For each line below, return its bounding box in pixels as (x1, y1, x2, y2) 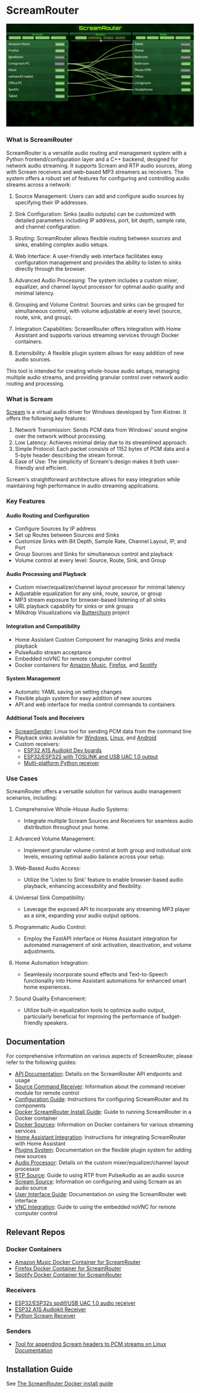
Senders (6, 1327, 32, 1336)
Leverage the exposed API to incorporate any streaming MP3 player (23, 906, 190, 913)
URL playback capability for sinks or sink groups (14, 603, 134, 610)
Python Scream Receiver (14, 1312, 76, 1320)
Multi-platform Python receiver (23, 760, 99, 767)
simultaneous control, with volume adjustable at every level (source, (14, 307, 182, 314)
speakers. (43, 1019, 68, 1026)
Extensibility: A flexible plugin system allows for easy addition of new (14, 349, 185, 357)
